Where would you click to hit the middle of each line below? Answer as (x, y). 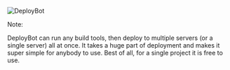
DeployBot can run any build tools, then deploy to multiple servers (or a (110, 38)
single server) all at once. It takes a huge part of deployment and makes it (114, 45)
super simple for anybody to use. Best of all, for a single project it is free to (115, 53)
